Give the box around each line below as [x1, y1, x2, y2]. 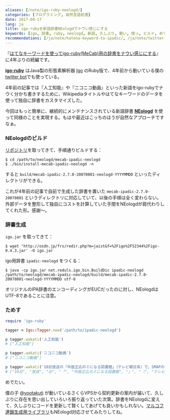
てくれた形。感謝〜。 [5, 207, 50, 214]
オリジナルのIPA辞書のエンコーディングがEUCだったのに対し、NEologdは [5, 286, 158, 292]
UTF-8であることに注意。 [5, 293, 59, 299]
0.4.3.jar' [5, 248, 28, 254]
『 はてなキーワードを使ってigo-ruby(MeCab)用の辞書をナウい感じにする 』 [5, 50, 161, 56]
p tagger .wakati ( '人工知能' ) [5, 337, 64, 342]
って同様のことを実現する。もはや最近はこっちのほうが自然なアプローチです [5, 114, 164, 120]
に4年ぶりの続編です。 [5, 56, 52, 62]
